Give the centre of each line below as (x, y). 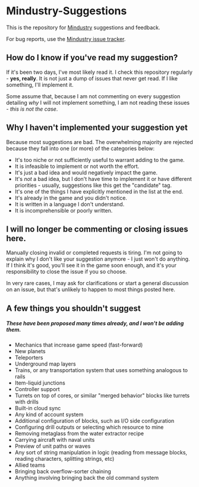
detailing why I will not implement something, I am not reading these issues (98, 102)
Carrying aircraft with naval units (55, 439)
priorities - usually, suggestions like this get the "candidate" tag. (93, 185)
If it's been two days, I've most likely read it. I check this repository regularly (99, 72)
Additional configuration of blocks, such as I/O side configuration (94, 420)
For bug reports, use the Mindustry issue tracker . (66, 39)
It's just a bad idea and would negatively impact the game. (86, 172)
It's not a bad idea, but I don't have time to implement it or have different (103, 179)
